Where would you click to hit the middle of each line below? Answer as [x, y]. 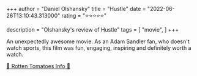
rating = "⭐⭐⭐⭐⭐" [84, 16]
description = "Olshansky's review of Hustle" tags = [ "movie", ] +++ [93, 29]
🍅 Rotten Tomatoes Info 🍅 [38, 66]
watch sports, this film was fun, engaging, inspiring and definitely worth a [99, 48]
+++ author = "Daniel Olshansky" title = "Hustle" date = [76, 9]
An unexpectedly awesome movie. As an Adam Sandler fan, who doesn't [98, 41]
